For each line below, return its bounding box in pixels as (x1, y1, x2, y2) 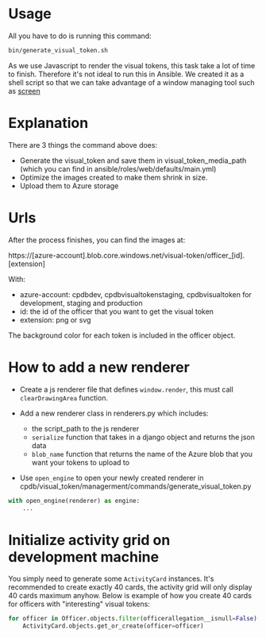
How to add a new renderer (8, 358, 191, 376)
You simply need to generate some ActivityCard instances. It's (8, 574, 214, 584)
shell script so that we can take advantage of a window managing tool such (8, 77, 255, 87)
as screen (8, 86, 41, 95)
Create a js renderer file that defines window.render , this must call (19, 385, 234, 394)
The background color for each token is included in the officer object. (8, 331, 236, 340)
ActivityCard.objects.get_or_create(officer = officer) (22, 622, 204, 630)
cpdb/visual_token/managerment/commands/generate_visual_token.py (19, 481, 252, 491)
